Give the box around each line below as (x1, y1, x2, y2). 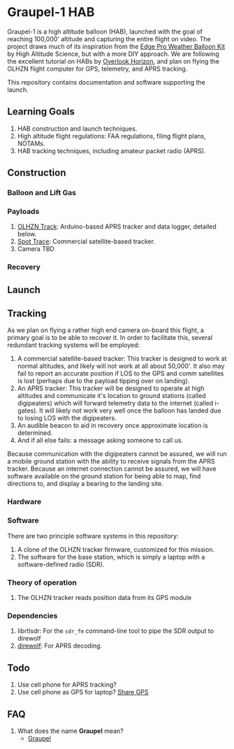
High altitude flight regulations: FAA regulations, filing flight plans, (17, 131, 206, 140)
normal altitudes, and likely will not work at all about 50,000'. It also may (17, 362, 225, 371)
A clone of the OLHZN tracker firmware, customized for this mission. (17, 545, 215, 553)
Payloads (7, 206, 40, 216)
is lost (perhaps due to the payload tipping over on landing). (17, 377, 190, 385)
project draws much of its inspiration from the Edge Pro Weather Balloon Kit (7, 42, 226, 50)
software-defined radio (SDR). (17, 560, 105, 569)
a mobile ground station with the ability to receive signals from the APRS (7, 457, 215, 466)
